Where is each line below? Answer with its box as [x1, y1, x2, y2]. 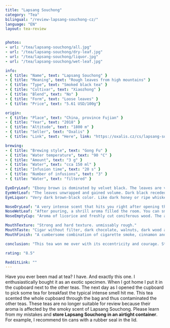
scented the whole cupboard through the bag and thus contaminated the [5, 295, 157, 302]
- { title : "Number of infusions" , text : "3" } [5, 171, 108, 177]
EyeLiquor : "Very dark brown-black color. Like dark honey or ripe [5, 195, 151, 200]
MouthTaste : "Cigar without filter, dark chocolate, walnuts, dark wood [5, 227, 162, 232]
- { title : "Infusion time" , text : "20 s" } [5, 167, 101, 172]
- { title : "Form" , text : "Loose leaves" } [5, 96, 99, 102]
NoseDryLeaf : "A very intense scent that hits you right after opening [5, 204, 159, 209]
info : [5, 68, 17, 73]
